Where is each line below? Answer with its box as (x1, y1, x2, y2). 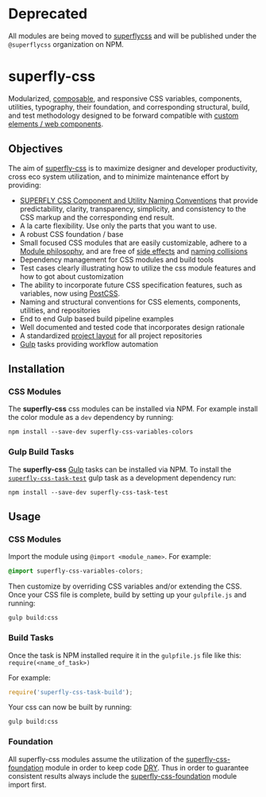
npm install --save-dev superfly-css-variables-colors (8, 428, 194, 436)
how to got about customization (19, 271, 124, 281)
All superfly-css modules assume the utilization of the (8, 754, 184, 764)
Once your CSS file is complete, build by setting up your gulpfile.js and (8, 590, 247, 600)
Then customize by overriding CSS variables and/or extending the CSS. (8, 581, 242, 591)
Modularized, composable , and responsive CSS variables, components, (8, 93, 242, 103)
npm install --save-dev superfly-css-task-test (8, 488, 169, 496)
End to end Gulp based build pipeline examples (19, 313, 175, 323)
